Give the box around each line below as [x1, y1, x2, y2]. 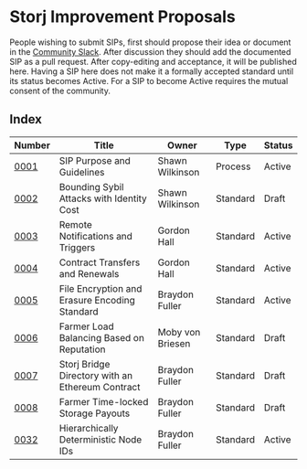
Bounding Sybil [58, 180, 124, 193]
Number [14, 139, 50, 152]
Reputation [58, 343, 106, 356]
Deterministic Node [58, 432, 143, 445]
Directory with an [58, 368, 133, 381]
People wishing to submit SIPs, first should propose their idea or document [9, 37, 291, 48]
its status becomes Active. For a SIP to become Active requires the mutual [9, 75, 289, 86]
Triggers [58, 240, 96, 253]
